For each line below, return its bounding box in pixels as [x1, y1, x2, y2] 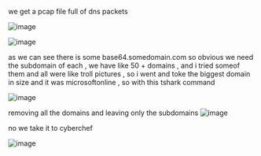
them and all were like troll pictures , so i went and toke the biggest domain [8, 69, 251, 78]
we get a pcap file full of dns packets [8, 7, 128, 16]
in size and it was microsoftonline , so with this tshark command [8, 78, 215, 87]
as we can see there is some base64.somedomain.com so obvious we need [8, 53, 254, 61]
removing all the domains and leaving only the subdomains [8, 108, 199, 117]
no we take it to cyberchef [8, 124, 93, 132]
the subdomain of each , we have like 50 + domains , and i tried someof [8, 61, 241, 70]
